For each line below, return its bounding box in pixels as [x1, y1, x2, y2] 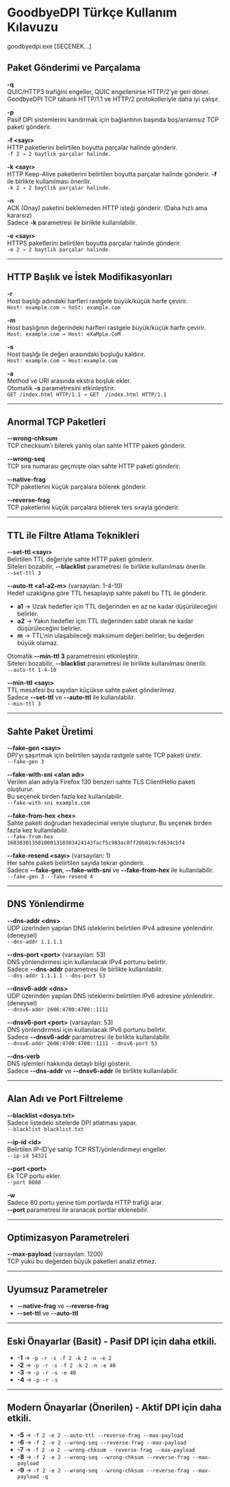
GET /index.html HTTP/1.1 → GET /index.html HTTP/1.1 [7, 391, 167, 398]
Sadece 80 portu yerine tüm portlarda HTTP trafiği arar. [7, 1198, 164, 1206]
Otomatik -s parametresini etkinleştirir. [7, 384, 116, 392]
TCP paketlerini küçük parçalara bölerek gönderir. [7, 482, 147, 491]
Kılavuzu [7, 19, 58, 35]
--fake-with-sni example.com [7, 799, 90, 806]
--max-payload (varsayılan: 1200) [7, 1250, 103, 1258]
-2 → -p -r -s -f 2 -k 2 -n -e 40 [16, 1361, 116, 1370]
